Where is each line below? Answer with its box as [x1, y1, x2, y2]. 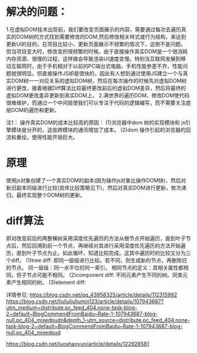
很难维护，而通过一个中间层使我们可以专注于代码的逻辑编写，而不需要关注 [6, 99, 186, 106]
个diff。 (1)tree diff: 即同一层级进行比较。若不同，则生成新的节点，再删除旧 [6, 256, 188, 264]
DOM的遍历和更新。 [11, 106, 60, 113]
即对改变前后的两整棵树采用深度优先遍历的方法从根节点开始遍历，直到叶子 [6, 235, 186, 242]
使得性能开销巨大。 [31, 133, 78, 141]
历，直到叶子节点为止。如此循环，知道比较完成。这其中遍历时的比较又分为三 [6, 249, 191, 256]
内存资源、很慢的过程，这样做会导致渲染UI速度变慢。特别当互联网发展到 [6, 55, 181, 62]
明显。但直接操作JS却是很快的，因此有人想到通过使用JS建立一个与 [21, 70, 183, 77]
